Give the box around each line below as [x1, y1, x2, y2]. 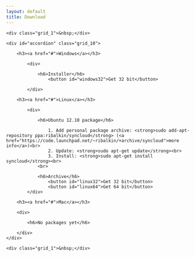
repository [6, 132, 33, 138]
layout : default [6, 8, 46, 15]
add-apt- [168, 127, 190, 133]
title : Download [6, 14, 46, 20]
